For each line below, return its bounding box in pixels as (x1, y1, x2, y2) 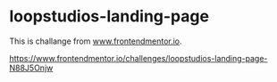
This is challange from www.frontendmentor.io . (9, 36, 182, 46)
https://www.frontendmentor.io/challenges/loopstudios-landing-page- (9, 53, 268, 63)
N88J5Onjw (9, 62, 54, 73)
